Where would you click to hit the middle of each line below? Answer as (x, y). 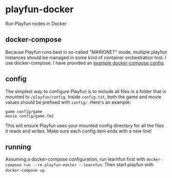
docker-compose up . (26, 170)
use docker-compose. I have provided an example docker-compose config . (85, 63)
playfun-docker (40, 9)
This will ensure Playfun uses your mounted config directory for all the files (85, 125)
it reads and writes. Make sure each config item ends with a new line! (79, 131)
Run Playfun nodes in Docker (36, 24)
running (18, 147)
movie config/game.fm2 (30, 116)
